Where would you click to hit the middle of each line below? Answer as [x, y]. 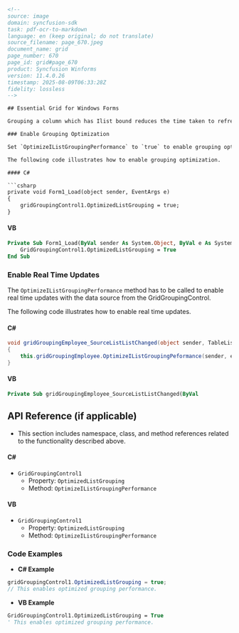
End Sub [19, 256]
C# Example [36, 570]
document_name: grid [38, 49]
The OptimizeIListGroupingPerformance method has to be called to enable [116, 290]
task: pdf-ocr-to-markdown [47, 29]
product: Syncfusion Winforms [52, 69]
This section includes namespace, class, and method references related [123, 433]
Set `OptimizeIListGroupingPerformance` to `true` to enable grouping [114, 147]
